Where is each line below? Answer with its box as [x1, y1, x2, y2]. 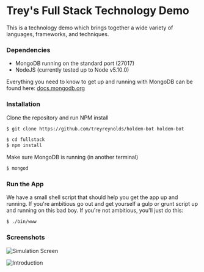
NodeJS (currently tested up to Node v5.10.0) [15, 66, 129, 74]
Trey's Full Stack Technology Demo [6, 4, 189, 18]
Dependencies [6, 45, 51, 54]
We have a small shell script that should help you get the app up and [6, 194, 178, 201]
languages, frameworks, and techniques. [6, 30, 109, 37]
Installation [6, 100, 41, 108]
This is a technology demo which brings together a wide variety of [6, 24, 173, 31]
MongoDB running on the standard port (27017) [15, 59, 135, 67]
